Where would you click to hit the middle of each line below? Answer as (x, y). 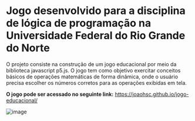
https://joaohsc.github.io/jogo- (152, 94)
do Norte (28, 48)
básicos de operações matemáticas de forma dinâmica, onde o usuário (92, 77)
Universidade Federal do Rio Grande (96, 36)
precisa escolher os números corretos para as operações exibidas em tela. (96, 82)
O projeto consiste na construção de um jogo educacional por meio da (91, 64)
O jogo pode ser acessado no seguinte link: (60, 94)
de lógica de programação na (79, 23)
